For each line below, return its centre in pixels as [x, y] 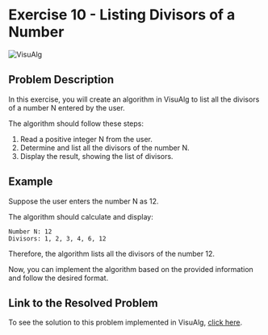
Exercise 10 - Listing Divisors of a [122, 15]
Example [31, 182]
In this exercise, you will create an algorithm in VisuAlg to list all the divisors [134, 99]
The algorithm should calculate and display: [81, 216]
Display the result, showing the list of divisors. [96, 156]
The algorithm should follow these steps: [76, 124]
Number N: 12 [30, 232]
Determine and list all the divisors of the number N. [105, 148]
